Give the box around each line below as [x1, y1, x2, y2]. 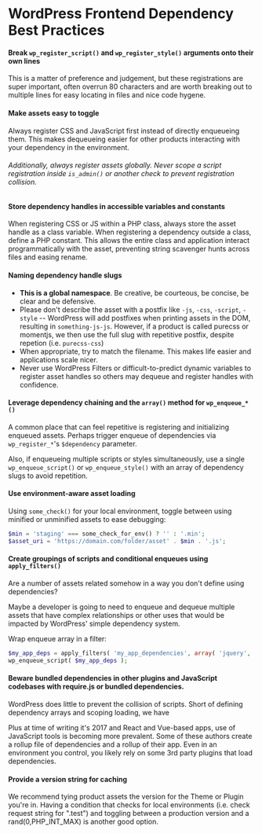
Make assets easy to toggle [8, 108, 100, 118]
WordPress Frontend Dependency [8, 5, 234, 23]
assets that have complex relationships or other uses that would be [8, 610, 225, 619]
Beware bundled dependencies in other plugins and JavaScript [8, 674, 218, 683]
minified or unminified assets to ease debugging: [8, 515, 166, 524]
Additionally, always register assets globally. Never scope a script [8, 160, 222, 170]
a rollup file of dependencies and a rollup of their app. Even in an [8, 740, 217, 749]
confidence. [19, 380, 59, 389]
